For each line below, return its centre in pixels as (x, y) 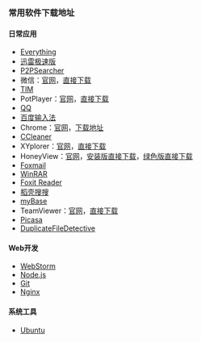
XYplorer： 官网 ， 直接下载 (63, 146)
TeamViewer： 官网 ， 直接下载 (69, 211)
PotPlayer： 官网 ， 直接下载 (64, 99)
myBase (33, 201)
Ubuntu (33, 330)
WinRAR (33, 174)
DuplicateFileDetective (57, 228)
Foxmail (33, 165)
